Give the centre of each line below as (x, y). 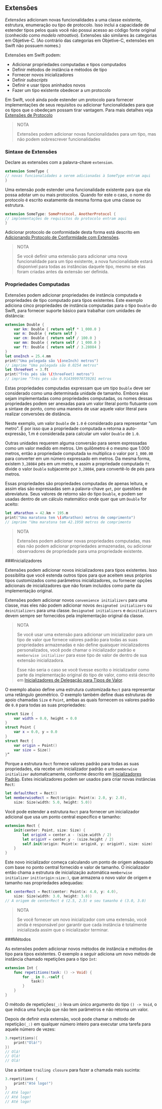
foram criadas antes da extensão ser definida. (63, 272)
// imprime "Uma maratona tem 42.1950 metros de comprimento (68, 522)
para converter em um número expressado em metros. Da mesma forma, (78, 458)
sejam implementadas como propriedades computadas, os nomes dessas (79, 399)
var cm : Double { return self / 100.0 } (55, 338)
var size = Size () (32, 750)
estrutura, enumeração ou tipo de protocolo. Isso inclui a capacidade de (77, 25)
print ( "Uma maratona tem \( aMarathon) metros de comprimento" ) (70, 517)
